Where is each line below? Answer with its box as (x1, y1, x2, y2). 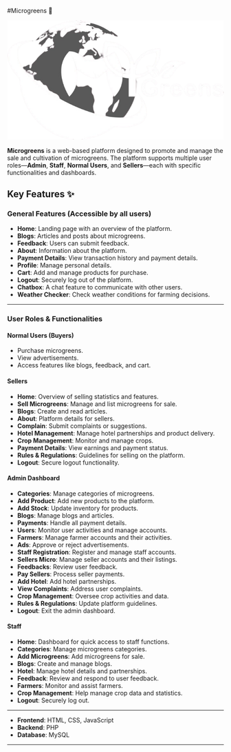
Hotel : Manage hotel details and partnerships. (16, 667, 148, 675)
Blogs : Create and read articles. (16, 407, 108, 415)
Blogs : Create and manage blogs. (16, 660, 113, 668)
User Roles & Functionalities (7, 314, 103, 324)
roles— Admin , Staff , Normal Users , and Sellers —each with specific (7, 161, 201, 169)
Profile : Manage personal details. (16, 261, 112, 270)
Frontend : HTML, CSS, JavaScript (16, 716, 114, 724)
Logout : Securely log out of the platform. (16, 276, 133, 284)
